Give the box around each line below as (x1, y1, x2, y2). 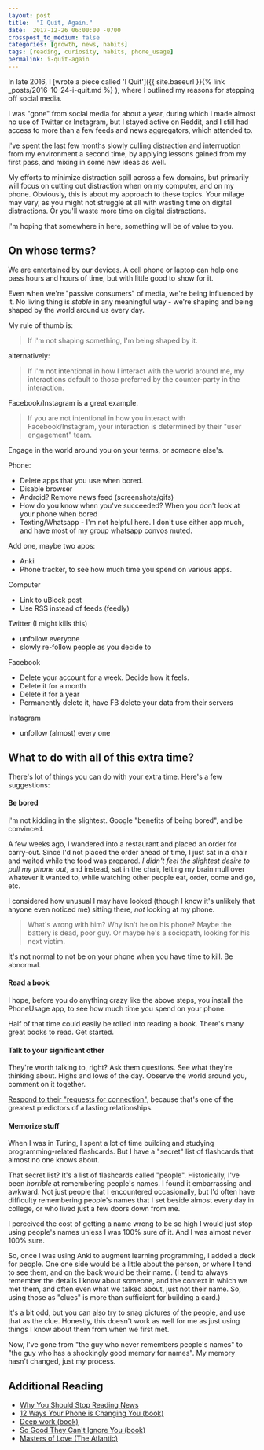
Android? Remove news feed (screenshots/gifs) (19, 492, 174, 501)
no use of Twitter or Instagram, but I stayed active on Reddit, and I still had (8, 117, 249, 127)
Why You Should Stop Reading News (19, 1400, 139, 1410)
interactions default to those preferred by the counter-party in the (27, 374, 240, 384)
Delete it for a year (19, 689, 80, 699)
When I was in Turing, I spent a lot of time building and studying (8, 1139, 214, 1148)
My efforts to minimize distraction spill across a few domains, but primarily (8, 172, 249, 182)
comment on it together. (8, 1080, 86, 1089)
